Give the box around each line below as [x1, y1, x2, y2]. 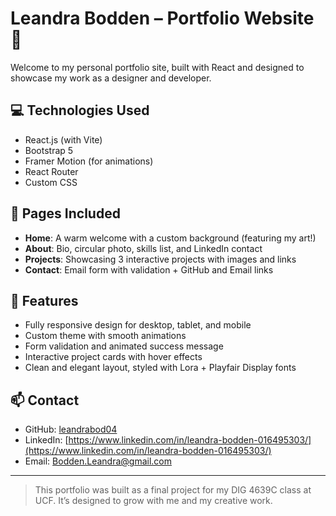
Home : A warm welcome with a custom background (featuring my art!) [24, 232, 317, 244]
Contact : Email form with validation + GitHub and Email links [24, 263, 274, 276]
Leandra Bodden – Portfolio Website [10, 7, 315, 30]
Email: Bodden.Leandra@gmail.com [24, 455, 173, 467]
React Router [24, 165, 79, 177]
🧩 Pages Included [10, 205, 121, 222]
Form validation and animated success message [24, 340, 224, 352]
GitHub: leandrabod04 [24, 423, 118, 436]
